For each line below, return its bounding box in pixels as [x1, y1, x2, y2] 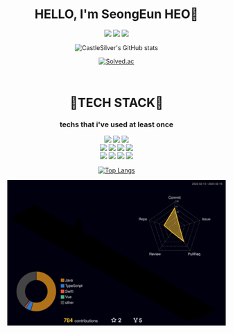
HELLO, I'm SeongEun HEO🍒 [34, 6, 199, 22]
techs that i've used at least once [59, 120, 174, 129]
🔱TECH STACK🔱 [69, 95, 164, 111]
